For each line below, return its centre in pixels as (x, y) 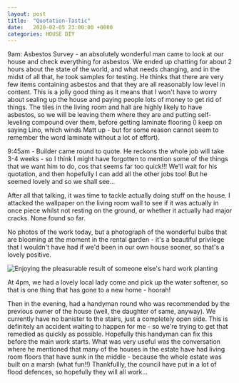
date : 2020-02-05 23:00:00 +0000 (60, 27)
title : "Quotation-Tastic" (49, 21)
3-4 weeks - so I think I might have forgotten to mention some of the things (118, 159)
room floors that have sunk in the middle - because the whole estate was (115, 357)
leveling (19, 123)
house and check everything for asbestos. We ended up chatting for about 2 (120, 62)
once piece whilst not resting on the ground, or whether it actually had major (120, 210)
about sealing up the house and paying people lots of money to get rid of (115, 100)
